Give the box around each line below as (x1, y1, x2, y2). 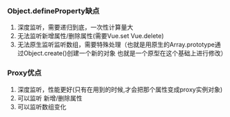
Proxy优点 (7, 68, 42, 78)
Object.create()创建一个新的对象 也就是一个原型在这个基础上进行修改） (23, 49, 227, 57)
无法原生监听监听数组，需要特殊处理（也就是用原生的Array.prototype (17, 40, 215, 49)
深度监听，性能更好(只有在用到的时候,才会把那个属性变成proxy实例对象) (17, 85, 223, 93)
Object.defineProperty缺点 (7, 6, 100, 15)
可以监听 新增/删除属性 (17, 93, 83, 102)
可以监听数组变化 (17, 102, 67, 111)
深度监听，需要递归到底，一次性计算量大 (17, 23, 133, 32)
